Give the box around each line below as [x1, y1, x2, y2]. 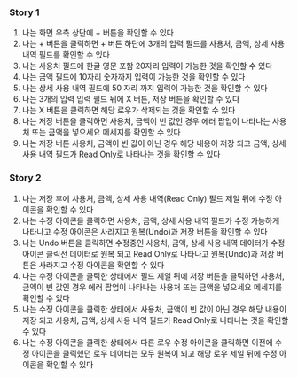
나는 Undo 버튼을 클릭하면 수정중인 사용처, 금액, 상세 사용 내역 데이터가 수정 [21, 237, 286, 248]
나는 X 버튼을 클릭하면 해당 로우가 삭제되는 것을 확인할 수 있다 [21, 104, 236, 116]
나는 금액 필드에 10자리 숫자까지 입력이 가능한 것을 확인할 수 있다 [21, 72, 246, 82]
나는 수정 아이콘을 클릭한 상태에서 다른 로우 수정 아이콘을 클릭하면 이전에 [21, 336, 273, 347]
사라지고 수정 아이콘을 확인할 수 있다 [38, 259, 165, 270]
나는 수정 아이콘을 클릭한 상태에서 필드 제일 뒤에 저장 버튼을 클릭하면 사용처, [21, 270, 286, 281]
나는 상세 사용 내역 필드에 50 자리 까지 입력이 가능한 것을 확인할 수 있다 [21, 82, 268, 94]
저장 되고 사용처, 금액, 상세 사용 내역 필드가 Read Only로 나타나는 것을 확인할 [21, 314, 289, 325]
